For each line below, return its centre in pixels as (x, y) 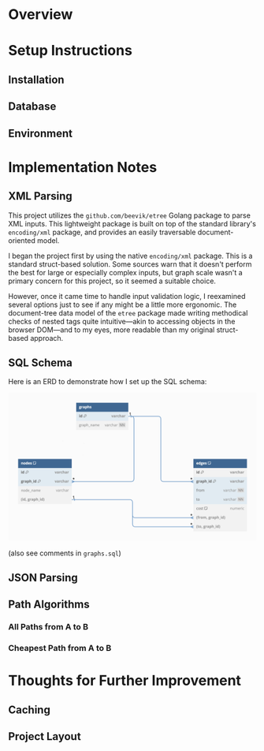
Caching (30, 710)
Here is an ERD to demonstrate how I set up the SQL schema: (108, 382)
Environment (41, 133)
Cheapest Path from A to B (60, 648)
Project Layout (45, 736)
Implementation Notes (83, 167)
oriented (22, 240)
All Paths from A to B (48, 627)
